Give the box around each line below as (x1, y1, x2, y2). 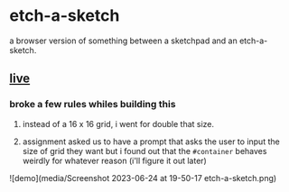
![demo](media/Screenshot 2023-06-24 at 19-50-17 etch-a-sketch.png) (9, 172, 277, 183)
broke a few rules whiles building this (9, 98, 176, 111)
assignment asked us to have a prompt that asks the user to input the (22, 136, 280, 147)
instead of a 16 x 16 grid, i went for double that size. (22, 118, 215, 129)
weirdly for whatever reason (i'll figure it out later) (22, 155, 208, 166)
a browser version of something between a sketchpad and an (9, 35, 238, 46)
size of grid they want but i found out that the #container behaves (22, 145, 267, 156)
